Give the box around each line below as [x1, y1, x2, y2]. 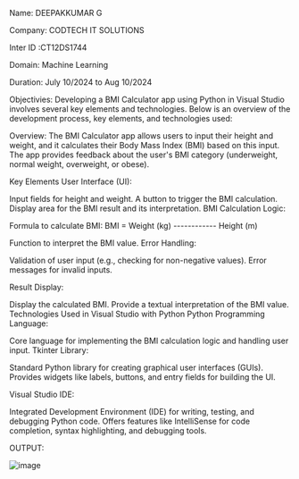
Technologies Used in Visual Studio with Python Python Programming [9, 308, 265, 319]
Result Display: [9, 282, 64, 292]
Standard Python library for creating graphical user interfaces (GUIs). [9, 362, 263, 373]
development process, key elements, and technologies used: [9, 113, 233, 123]
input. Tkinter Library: [9, 345, 89, 356]
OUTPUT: [9, 442, 45, 453]
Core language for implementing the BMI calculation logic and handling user [9, 335, 289, 346]
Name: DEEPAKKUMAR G [9, 8, 103, 18]
